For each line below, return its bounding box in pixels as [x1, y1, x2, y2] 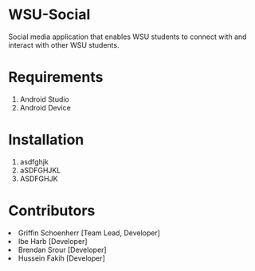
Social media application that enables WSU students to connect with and [8, 32, 247, 41]
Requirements [8, 68, 104, 87]
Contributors [8, 202, 96, 219]
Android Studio [19, 94, 69, 104]
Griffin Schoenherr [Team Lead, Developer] [18, 228, 161, 238]
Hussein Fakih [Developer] [18, 253, 106, 263]
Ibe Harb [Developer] [18, 236, 88, 246]
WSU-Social [8, 6, 91, 24]
